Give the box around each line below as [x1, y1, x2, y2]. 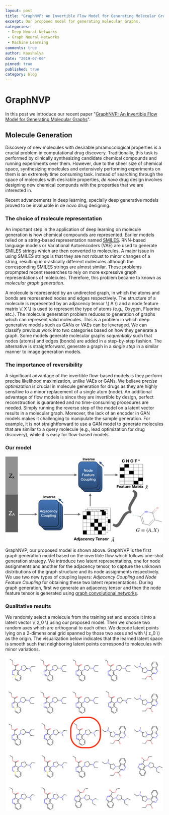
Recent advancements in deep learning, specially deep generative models [5, 197, 159, 203]
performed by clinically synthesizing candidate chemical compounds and [5, 155, 157, 161]
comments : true [5, 45, 37, 50]
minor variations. [5, 646, 40, 653]
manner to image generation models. [5, 348, 82, 355]
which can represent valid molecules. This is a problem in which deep [5, 317, 150, 323]
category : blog [5, 72, 37, 77]
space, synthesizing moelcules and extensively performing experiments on [5, 165, 161, 171]
